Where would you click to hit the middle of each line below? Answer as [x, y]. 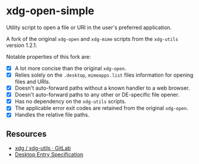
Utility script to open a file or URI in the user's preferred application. [89, 27]
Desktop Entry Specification [49, 154]
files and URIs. [32, 82]
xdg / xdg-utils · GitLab [43, 148]
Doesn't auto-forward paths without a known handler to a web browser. [102, 88]
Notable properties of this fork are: [48, 56]
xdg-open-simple [50, 11]
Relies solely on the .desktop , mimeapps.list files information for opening [104, 75]
